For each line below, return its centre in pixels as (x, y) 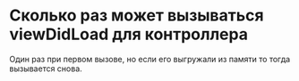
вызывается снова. (46, 69)
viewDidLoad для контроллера (129, 34)
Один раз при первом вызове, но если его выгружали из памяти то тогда (150, 59)
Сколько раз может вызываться (137, 16)
